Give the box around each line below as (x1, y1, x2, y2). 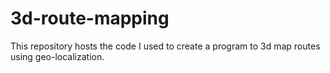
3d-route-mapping (10, 7, 170, 30)
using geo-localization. (10, 50, 105, 62)
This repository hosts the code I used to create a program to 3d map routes (10, 40, 321, 52)
